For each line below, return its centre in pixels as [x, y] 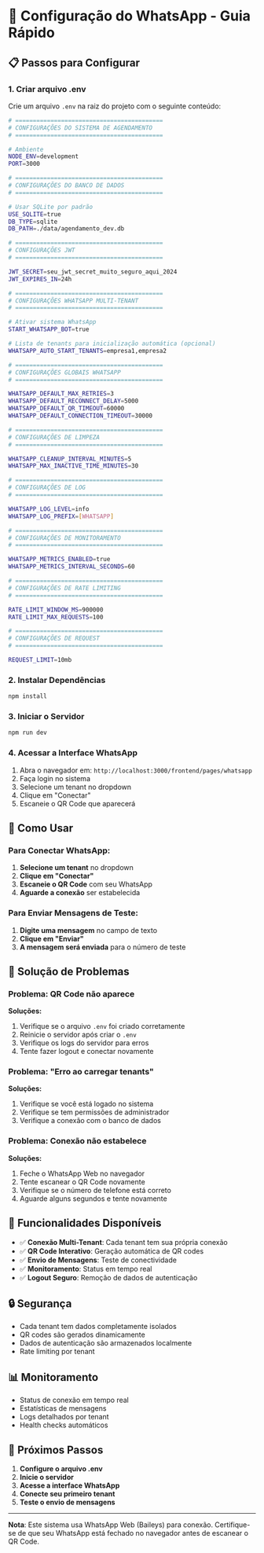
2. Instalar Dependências [57, 680]
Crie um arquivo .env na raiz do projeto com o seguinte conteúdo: [115, 106]
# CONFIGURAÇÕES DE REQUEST [54, 639]
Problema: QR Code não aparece [71, 993]
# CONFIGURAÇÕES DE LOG [47, 488]
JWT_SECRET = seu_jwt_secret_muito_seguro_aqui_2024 [93, 272]
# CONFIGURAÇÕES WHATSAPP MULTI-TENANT [73, 301]
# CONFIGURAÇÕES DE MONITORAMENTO [65, 538]
